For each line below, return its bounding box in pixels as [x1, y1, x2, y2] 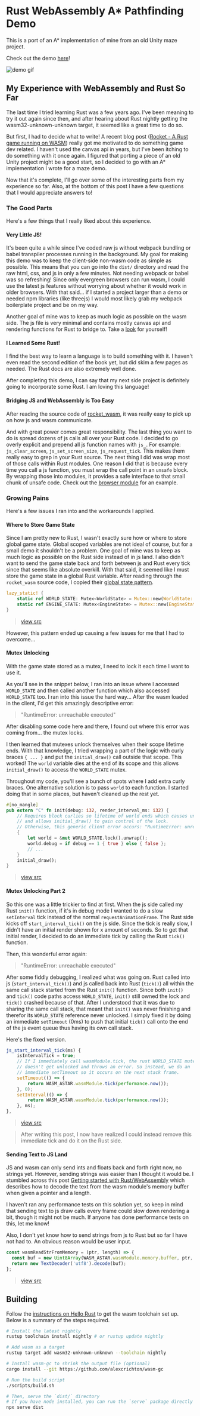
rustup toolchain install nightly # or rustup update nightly [6, 1334, 164, 1340]
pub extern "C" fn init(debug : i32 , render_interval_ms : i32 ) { [6, 807, 169, 813]
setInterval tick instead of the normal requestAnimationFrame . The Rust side [6, 913, 193, 920]
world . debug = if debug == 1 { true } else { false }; [27, 840, 167, 846]
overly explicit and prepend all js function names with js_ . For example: [6, 441, 181, 448]
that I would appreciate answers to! [6, 189, 93, 196]
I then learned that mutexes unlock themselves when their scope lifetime [6, 741, 185, 748]
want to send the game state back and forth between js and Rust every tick [6, 560, 190, 567]
